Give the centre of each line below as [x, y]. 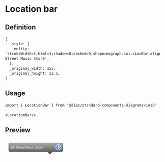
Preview [18, 130]
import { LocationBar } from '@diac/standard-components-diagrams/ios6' [81, 105]
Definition [20, 27]
